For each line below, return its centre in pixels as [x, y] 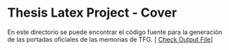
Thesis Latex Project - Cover [92, 13]
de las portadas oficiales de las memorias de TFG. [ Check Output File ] [110, 39]
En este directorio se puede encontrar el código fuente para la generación [115, 32]
